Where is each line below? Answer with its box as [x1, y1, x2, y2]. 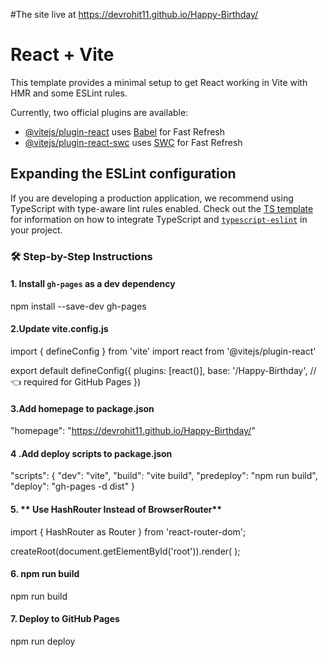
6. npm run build [10, 568, 80, 580]
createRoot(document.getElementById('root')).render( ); [10, 545, 241, 557]
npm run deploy [10, 635, 76, 648]
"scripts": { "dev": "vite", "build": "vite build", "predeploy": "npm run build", [10, 470, 318, 482]
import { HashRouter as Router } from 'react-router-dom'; [10, 525, 247, 538]
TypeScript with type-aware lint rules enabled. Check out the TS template [10, 202, 314, 214]
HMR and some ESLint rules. [10, 87, 128, 99]
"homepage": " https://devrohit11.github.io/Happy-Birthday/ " [10, 425, 256, 437]
